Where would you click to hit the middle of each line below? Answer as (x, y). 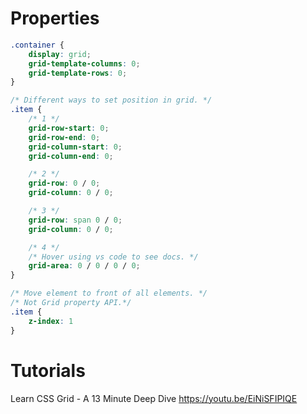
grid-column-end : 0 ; (71, 156)
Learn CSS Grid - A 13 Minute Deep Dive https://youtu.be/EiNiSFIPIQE (154, 398)
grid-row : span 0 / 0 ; (75, 220)
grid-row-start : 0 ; (69, 128)
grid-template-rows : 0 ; (78, 73)
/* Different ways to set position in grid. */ (111, 100)
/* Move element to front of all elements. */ (109, 293)
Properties (55, 18)
